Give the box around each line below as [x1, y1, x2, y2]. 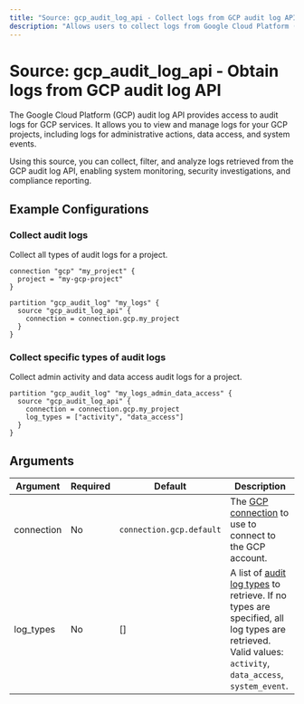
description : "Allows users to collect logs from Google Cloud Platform [9, 22, 290, 31]
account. [230, 552, 268, 565]
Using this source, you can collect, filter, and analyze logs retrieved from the [9, 156, 294, 167]
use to [230, 518, 257, 530]
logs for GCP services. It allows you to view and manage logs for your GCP [9, 119, 288, 130]
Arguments [9, 453, 75, 469]
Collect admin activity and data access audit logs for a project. [9, 372, 242, 383]
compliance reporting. [9, 176, 92, 186]
